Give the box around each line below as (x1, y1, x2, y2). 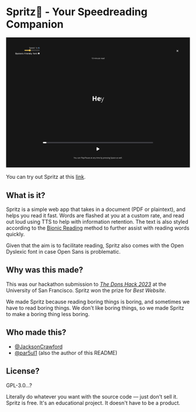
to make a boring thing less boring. (6, 310, 90, 317)
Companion (6, 18, 64, 31)
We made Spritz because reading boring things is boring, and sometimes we (6, 298, 190, 305)
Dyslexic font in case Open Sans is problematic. (6, 248, 121, 255)
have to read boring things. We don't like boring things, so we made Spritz (6, 304, 185, 311)
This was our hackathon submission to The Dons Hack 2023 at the (6, 281, 167, 288)
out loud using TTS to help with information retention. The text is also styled (6, 219, 188, 226)
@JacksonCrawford (14, 343, 63, 350)
